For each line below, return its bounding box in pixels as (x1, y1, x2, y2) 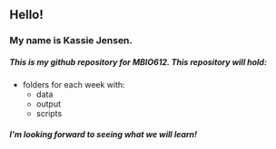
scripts (35, 108, 63, 119)
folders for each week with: (22, 79, 125, 90)
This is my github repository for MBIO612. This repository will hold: (9, 56, 268, 67)
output (35, 98, 62, 109)
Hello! (9, 7, 44, 23)
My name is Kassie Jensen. (9, 34, 133, 47)
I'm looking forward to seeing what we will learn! (9, 128, 198, 139)
